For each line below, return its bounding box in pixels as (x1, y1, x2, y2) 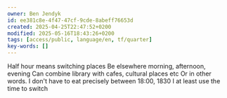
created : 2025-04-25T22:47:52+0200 (7, 23, 112, 30)
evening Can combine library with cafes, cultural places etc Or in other (7, 69, 212, 78)
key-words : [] (7, 43, 49, 50)
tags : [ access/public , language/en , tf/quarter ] (7, 36, 153, 43)
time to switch (7, 85, 48, 92)
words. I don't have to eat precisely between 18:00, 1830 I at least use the (7, 77, 221, 85)
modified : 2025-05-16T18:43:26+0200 (7, 29, 115, 37)
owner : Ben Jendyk (7, 10, 61, 17)
